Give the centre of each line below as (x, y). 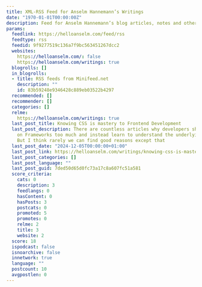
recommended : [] (32, 96)
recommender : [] (32, 101)
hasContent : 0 (35, 196)
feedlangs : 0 (33, 191)
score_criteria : (32, 174)
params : (16, 29)
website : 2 (31, 235)
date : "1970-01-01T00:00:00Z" (44, 17)
